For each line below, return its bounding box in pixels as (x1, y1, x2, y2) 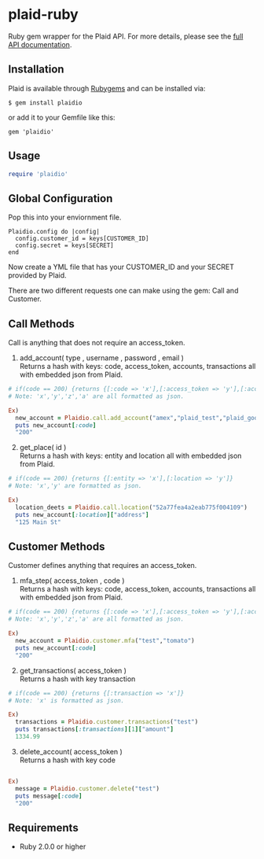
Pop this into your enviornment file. (8, 212, 122, 222)
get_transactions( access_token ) (19, 665, 127, 675)
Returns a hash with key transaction (19, 674, 136, 684)
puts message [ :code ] (15, 792, 82, 800)
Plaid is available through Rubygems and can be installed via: (8, 83, 206, 93)
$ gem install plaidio (8, 98, 82, 107)
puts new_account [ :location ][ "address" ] (15, 511, 149, 518)
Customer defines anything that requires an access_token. (8, 561, 197, 570)
